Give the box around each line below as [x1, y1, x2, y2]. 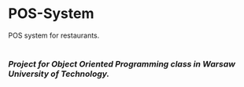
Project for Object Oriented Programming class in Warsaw [8, 58, 236, 69]
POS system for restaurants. [8, 31, 100, 40]
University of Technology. [8, 68, 110, 79]
